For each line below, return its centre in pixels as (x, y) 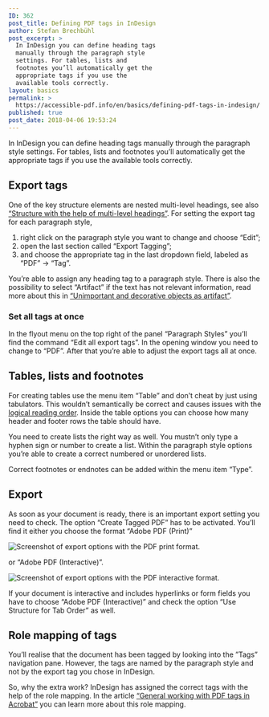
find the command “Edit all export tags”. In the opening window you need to (133, 342)
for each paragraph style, (50, 222)
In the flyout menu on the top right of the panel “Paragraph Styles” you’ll (128, 333)
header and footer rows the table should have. (85, 421)
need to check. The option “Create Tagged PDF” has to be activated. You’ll (132, 522)
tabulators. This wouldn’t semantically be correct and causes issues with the (135, 404)
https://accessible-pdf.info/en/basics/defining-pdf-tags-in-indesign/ (138, 105)
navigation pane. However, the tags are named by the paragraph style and (131, 663)
